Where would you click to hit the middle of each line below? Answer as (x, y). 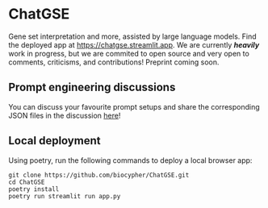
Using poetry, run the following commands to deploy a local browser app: (130, 160)
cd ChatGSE (27, 182)
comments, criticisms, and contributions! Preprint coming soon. (114, 62)
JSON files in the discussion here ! (65, 115)
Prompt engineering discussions (92, 87)
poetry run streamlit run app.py (65, 196)
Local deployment (54, 141)
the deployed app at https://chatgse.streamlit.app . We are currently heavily (134, 44)
